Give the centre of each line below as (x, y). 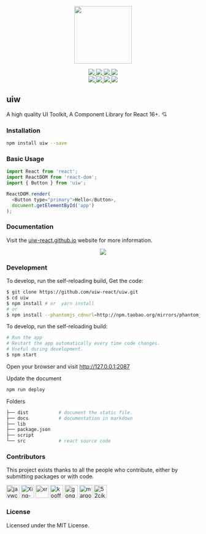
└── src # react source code (59, 441)
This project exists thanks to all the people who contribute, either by (92, 470)
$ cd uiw (17, 298)
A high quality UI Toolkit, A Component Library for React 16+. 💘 (87, 114)
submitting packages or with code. (50, 476)
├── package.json (29, 430)
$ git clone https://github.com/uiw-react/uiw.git (72, 292)
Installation (24, 130)
